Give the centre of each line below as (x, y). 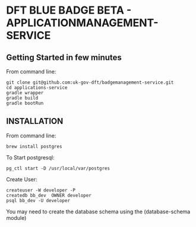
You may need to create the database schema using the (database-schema (98, 212)
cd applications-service (37, 88)
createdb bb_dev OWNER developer (49, 195)
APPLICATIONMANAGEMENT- (82, 23)
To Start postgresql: (30, 157)
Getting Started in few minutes (64, 57)
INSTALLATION (35, 121)
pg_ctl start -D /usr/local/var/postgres (58, 168)
